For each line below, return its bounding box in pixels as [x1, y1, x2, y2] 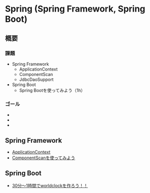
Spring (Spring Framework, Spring [5, 3, 146, 15]
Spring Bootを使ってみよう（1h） [19, 87, 86, 93]
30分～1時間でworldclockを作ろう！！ [12, 182, 88, 188]
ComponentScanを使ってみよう [12, 155, 75, 161]
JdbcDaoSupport [19, 76, 54, 82]
